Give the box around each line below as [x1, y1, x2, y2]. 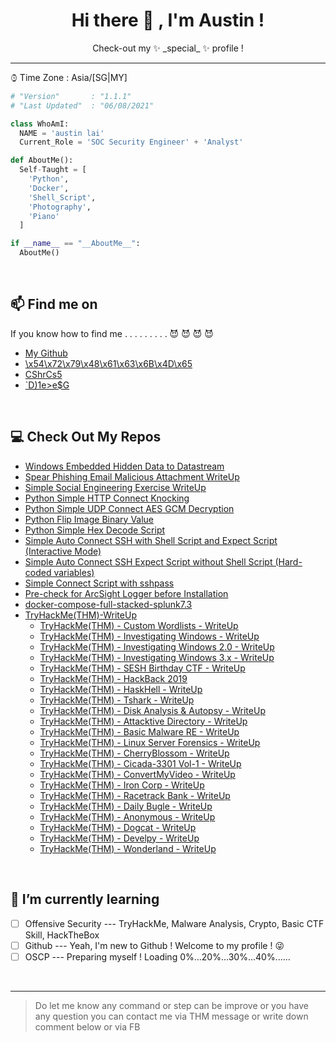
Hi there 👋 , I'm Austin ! [71, 9, 265, 32]
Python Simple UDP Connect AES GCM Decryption [24, 502, 235, 514]
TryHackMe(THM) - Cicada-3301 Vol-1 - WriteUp [39, 757, 242, 769]
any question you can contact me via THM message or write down [34, 1010, 309, 1022]
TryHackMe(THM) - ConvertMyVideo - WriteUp [39, 768, 236, 780]
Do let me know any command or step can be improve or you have [34, 999, 310, 1011]
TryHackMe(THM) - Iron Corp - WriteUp [39, 779, 205, 791]
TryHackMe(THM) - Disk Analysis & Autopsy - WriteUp [39, 704, 266, 716]
